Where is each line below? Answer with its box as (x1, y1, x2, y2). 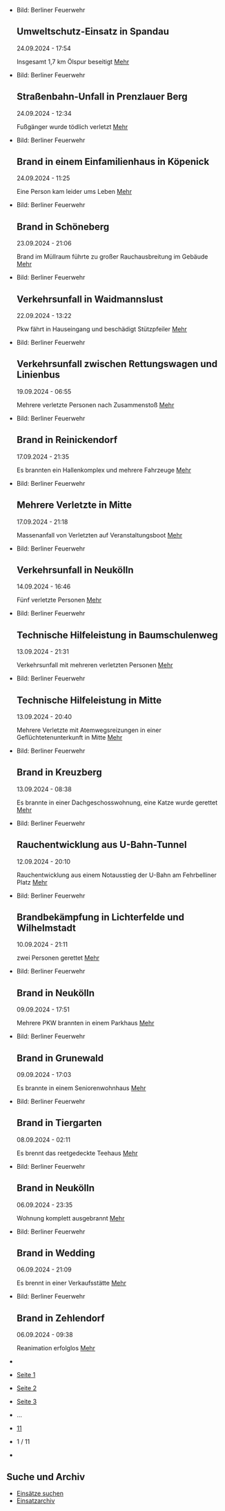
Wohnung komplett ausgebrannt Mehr (16, 1214, 125, 1222)
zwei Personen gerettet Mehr (16, 954, 99, 962)
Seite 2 (16, 1384, 37, 1392)
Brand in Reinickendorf (16, 434, 118, 446)
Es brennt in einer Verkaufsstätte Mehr (16, 1279, 127, 1287)
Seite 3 (16, 1397, 37, 1406)
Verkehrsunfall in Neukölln (16, 564, 134, 575)
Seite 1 (16, 1371, 36, 1379)
